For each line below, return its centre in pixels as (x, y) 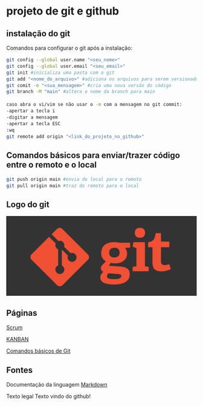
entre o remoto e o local (51, 165)
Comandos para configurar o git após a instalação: (69, 48)
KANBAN (18, 339)
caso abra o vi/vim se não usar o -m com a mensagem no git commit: (94, 105)
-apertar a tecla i (31, 111)
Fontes (20, 370)
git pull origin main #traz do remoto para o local (72, 186)
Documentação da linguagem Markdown (57, 385)
